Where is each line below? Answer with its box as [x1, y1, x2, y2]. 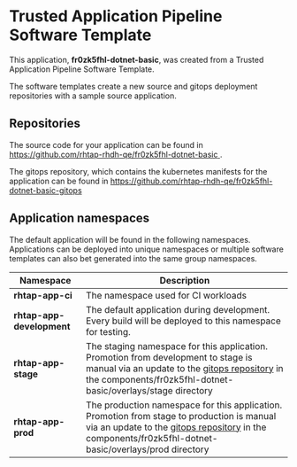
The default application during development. [85, 303, 270, 315]
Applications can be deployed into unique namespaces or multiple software [9, 244, 285, 254]
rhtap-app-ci [13, 289, 72, 301]
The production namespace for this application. [85, 399, 283, 411]
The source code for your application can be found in [9, 139, 203, 150]
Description [159, 274, 210, 286]
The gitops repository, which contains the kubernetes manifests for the [9, 166, 268, 176]
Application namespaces [9, 211, 150, 226]
